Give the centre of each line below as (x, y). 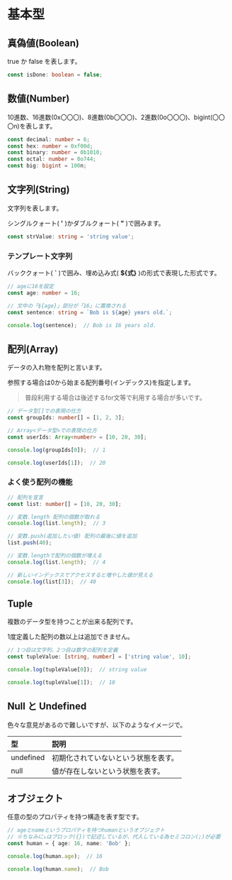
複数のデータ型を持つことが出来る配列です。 (72, 622)
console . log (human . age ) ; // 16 (55, 857)
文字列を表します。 (35, 208)
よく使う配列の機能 (40, 482)
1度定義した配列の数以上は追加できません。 (71, 637)
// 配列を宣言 (25, 497)
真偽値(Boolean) (43, 43)
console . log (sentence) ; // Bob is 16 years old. (82, 325)
